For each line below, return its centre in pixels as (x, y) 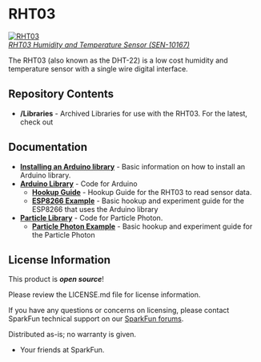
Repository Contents (61, 94)
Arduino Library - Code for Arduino (78, 183)
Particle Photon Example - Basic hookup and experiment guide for (142, 226)
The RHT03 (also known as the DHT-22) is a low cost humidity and (118, 60)
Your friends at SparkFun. (62, 350)
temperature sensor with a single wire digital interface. (98, 68)
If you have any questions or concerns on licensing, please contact (119, 311)
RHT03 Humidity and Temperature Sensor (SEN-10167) (99, 44)
